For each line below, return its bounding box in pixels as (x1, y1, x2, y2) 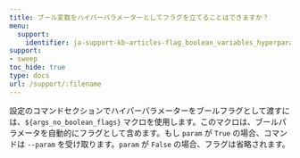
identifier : (25, 37, 70, 47)
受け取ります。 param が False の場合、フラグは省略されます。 (64, 138, 290, 149)
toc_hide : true (9, 63, 66, 72)
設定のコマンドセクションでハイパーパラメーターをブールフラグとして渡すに (9, 104, 290, 116)
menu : (9, 21, 29, 30)
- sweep (9, 54, 38, 63)
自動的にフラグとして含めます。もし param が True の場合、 (47, 127, 264, 138)
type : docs (9, 71, 50, 80)
